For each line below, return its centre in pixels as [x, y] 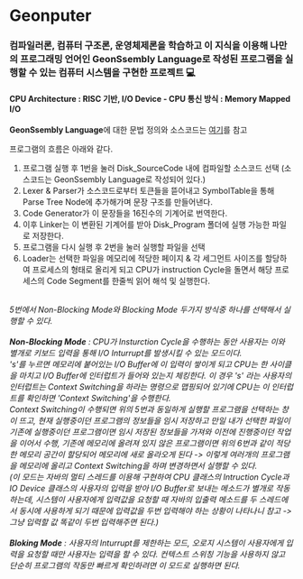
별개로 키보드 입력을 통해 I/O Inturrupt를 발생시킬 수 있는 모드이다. [126, 354]
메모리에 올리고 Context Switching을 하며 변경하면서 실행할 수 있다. [138, 466]
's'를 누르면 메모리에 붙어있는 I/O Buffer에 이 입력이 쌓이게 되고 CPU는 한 [138, 364]
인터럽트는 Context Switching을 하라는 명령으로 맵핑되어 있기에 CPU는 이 [139, 387]
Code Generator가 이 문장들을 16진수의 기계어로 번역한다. [125, 214]
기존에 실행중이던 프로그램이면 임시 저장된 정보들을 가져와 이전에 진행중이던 [142, 432]
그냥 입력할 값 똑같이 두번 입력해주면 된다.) [84, 522]
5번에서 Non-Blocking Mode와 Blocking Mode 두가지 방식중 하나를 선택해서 [145, 310]
